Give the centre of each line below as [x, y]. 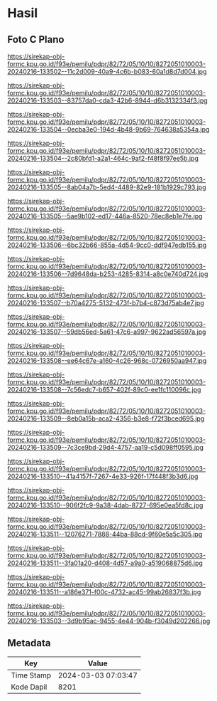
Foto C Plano [36, 39]
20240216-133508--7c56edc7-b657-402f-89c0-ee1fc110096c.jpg [104, 390]
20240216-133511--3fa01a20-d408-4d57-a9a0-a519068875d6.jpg [105, 563]
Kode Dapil [29, 687]
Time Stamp [31, 675]
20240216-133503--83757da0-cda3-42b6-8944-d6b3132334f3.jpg [107, 100]
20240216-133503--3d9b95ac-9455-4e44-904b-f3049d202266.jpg [109, 621]
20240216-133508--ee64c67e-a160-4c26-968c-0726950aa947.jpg [107, 360]
